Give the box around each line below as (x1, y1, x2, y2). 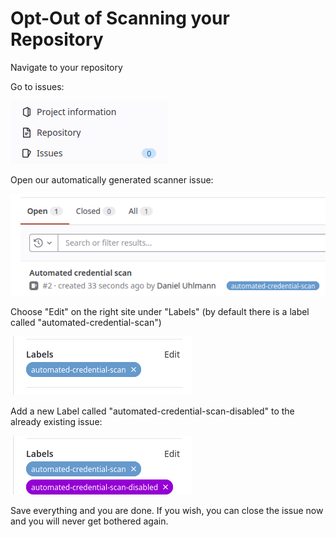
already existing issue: (10, 415, 103, 427)
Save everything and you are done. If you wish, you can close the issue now (10, 504, 324, 516)
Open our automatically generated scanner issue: (10, 173, 214, 186)
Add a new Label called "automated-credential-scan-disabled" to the (10, 405, 295, 417)
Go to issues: (10, 80, 65, 92)
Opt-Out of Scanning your (10, 7, 230, 30)
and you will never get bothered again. (10, 515, 169, 527)
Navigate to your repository (10, 61, 123, 73)
